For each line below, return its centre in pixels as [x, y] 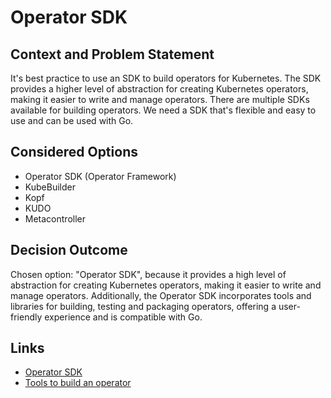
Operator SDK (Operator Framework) [100, 176]
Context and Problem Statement [112, 54]
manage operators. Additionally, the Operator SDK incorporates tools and [161, 295]
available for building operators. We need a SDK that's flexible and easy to [163, 110]
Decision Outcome [69, 250]
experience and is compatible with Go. [123, 317]
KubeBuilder [50, 187]
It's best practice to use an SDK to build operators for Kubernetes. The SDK [166, 78]
